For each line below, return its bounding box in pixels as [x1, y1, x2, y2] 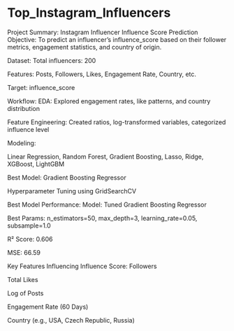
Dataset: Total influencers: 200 [7, 56, 96, 64]
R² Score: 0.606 [7, 235, 54, 243]
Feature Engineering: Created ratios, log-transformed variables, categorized [7, 117, 226, 126]
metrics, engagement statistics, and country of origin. [7, 43, 162, 51]
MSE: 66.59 [7, 248, 41, 256]
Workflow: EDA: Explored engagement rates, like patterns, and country [7, 96, 211, 105]
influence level [7, 125, 50, 133]
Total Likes [7, 275, 38, 284]
